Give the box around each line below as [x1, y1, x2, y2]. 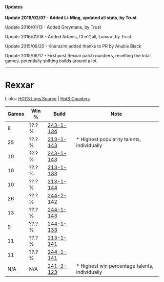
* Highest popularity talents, [76, 136, 142, 143]
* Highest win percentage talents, [76, 262, 154, 269]
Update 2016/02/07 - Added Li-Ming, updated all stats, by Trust [5, 15, 137, 21]
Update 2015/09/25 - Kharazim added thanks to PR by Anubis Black [5, 43, 142, 49]
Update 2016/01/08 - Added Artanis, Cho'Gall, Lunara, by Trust [5, 34, 132, 40]
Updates [5, 4, 23, 10]
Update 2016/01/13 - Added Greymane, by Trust [5, 24, 102, 30]
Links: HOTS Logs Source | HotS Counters [5, 96, 90, 102]
